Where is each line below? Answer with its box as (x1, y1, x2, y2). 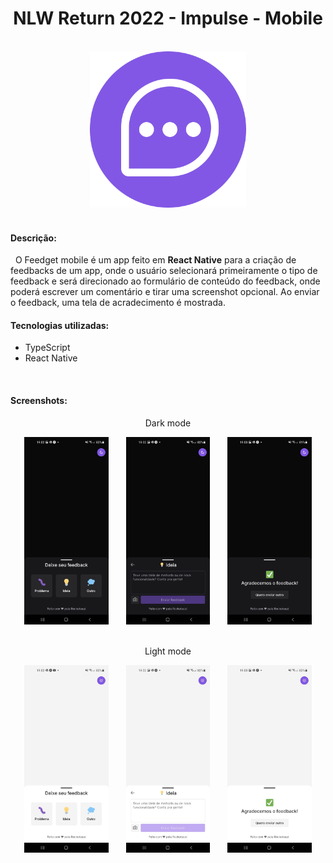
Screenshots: (10, 394, 68, 406)
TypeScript (24, 342, 71, 354)
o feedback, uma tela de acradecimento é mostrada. (10, 297, 226, 309)
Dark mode (144, 417, 192, 429)
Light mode (144, 645, 192, 657)
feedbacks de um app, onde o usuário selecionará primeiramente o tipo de (10, 265, 318, 277)
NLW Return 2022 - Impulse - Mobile (13, 7, 323, 30)
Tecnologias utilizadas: (10, 319, 110, 331)
